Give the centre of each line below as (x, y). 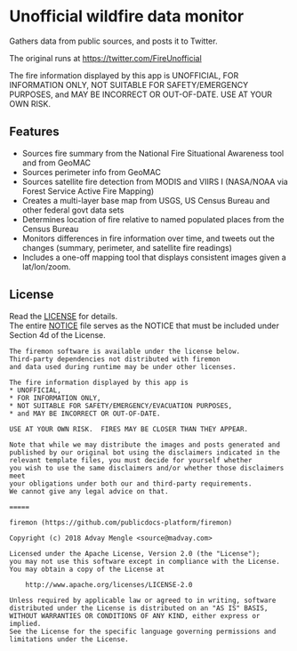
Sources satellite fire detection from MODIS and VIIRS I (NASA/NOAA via (155, 181)
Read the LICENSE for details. (64, 316)
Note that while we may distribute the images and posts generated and (144, 445)
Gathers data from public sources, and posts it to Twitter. (113, 41)
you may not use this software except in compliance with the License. (144, 561)
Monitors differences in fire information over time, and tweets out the (148, 238)
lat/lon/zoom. (46, 266)
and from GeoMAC (56, 163)
